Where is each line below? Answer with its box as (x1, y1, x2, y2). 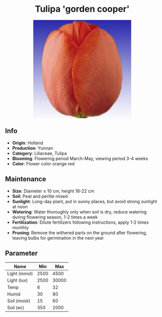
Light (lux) (7, 277, 28, 283)
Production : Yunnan (12, 145, 53, 151)
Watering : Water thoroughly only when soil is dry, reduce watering (12, 209, 147, 214)
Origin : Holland (12, 140, 43, 146)
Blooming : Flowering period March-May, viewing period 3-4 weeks (12, 156, 148, 161)
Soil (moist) (7, 298, 30, 304)
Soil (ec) (7, 305, 24, 311)
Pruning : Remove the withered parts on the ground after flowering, (12, 230, 147, 236)
